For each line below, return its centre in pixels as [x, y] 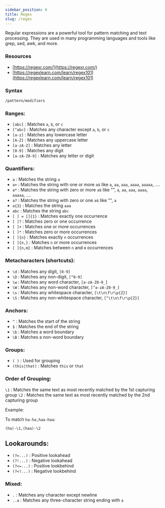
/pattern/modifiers [25, 101]
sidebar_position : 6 [26, 10]
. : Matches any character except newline [55, 495]
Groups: [15, 350]
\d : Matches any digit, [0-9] [41, 271]
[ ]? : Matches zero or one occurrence [52, 221]
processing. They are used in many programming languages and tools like [80, 38]
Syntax [14, 91]
